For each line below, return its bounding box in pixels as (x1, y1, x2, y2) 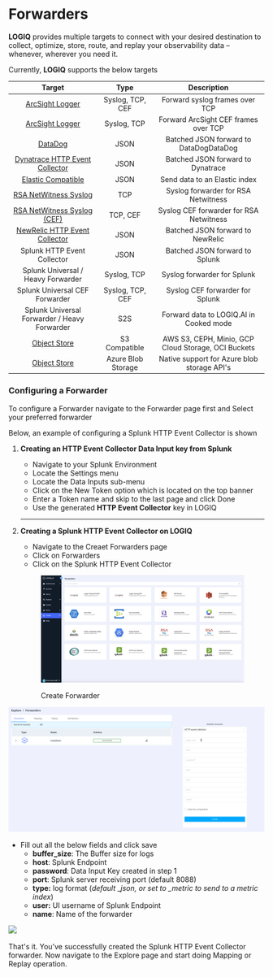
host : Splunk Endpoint (32, 857, 107, 866)
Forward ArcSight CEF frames (158, 115, 258, 124)
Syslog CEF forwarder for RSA (158, 206, 259, 215)
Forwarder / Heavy (21, 314, 84, 323)
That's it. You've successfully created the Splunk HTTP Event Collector (8, 941, 246, 951)
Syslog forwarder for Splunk (161, 270, 256, 280)
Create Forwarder (40, 690, 100, 700)
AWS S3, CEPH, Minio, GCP (162, 334, 254, 344)
